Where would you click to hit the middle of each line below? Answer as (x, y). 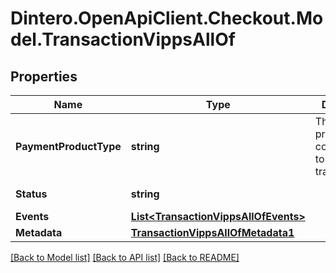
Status (31, 194)
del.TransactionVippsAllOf (123, 39)
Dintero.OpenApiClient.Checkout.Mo (167, 18)
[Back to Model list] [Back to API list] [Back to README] (125, 257)
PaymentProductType (68, 146)
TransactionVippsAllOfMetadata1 (212, 232)
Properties (44, 76)
